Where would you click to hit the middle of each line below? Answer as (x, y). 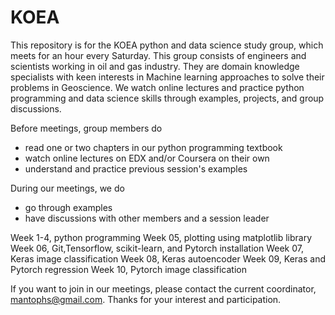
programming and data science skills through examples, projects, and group (167, 98)
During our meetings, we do (67, 188)
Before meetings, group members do (86, 128)
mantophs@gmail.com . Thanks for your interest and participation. (146, 299)
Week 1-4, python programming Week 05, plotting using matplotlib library (161, 237)
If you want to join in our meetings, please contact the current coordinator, (163, 288)
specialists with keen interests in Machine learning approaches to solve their (167, 77)
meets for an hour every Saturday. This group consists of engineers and (158, 55)
